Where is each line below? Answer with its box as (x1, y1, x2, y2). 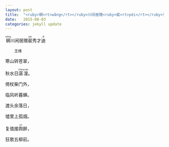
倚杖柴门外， (5, 81, 32, 87)
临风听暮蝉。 (5, 92, 32, 98)
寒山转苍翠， (5, 58, 32, 64)
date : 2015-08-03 (5, 17, 46, 22)
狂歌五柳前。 (5, 136, 32, 142)
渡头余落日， (5, 103, 32, 109)
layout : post (5, 7, 33, 13)
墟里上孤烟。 (5, 113, 32, 119)
